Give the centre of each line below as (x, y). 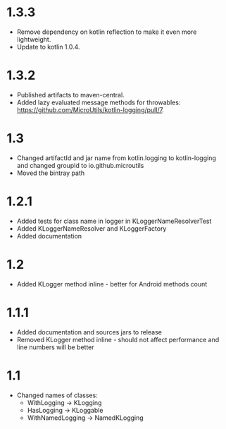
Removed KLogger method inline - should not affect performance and (118, 339)
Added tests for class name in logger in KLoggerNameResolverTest (114, 221)
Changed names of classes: (57, 395)
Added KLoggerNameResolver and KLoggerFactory (92, 228)
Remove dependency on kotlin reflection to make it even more (107, 32)
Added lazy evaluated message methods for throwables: (99, 102)
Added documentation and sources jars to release (89, 332)
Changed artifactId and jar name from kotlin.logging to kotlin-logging (116, 158)
